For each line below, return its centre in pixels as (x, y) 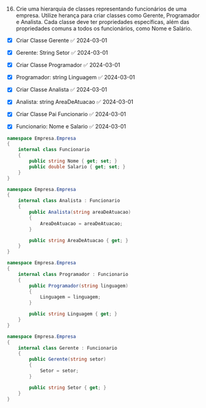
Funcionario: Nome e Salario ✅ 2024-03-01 (71, 127)
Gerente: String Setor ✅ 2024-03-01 (62, 53)
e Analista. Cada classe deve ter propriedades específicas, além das (102, 22)
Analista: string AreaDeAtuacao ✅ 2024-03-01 (75, 102)
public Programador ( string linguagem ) (79, 286)
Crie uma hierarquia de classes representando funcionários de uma (101, 9)
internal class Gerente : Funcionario (68, 348)
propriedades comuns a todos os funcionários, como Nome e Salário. (104, 28)
